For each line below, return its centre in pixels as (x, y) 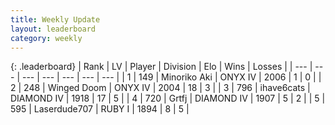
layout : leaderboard (53, 29)
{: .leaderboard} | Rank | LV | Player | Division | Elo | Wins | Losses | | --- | (161, 67)
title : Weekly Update (55, 19)
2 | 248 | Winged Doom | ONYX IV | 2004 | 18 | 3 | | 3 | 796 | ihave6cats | (160, 88)
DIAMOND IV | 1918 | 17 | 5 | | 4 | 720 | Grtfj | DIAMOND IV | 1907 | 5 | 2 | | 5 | (168, 98)
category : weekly (46, 38)
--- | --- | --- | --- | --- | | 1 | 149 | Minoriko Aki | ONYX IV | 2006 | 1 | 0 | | (171, 77)
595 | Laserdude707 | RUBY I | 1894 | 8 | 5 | (100, 109)
